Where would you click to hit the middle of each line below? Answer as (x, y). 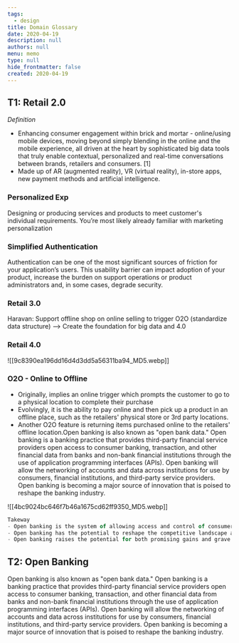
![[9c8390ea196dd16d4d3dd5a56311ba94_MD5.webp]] (88, 360)
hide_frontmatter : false (44, 67)
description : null (34, 41)
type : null (23, 61)
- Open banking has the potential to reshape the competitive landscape (117, 533)
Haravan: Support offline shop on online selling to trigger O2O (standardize (117, 319)
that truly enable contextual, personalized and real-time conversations (121, 156)
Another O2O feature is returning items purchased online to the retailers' (124, 424)
